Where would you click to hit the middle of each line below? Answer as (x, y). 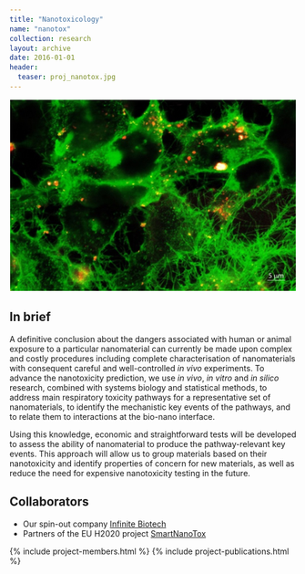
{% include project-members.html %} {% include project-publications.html (149, 551)
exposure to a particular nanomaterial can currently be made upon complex (151, 349)
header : (24, 68)
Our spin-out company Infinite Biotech (94, 524)
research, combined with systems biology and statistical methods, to (138, 387)
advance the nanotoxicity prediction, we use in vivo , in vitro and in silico (144, 378)
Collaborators (49, 502)
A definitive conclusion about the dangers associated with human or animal (151, 339)
